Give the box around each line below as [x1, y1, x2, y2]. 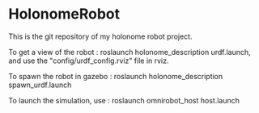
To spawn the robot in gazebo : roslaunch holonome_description [8, 71, 223, 81]
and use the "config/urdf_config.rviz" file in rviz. [8, 56, 169, 65]
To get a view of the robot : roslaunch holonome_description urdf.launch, [8, 47, 251, 56]
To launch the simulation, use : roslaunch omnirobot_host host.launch [8, 95, 240, 105]
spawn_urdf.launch [8, 80, 72, 90]
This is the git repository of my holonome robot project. [8, 31, 193, 41]
